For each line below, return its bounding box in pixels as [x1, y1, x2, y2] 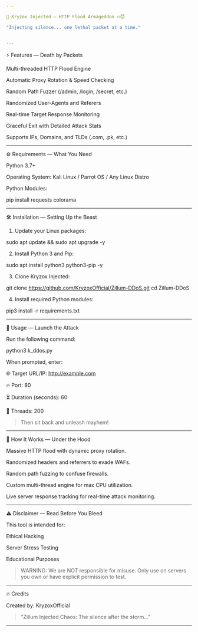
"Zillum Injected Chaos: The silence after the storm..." [20, 613, 151, 620]
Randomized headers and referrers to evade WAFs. [6, 458, 131, 466]
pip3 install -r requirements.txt [6, 307, 80, 314]
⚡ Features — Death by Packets [6, 51, 83, 58]
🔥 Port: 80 [6, 381, 31, 389]
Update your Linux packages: [14, 227, 87, 234]
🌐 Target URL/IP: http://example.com [6, 370, 96, 377]
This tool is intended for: [6, 521, 65, 528]
